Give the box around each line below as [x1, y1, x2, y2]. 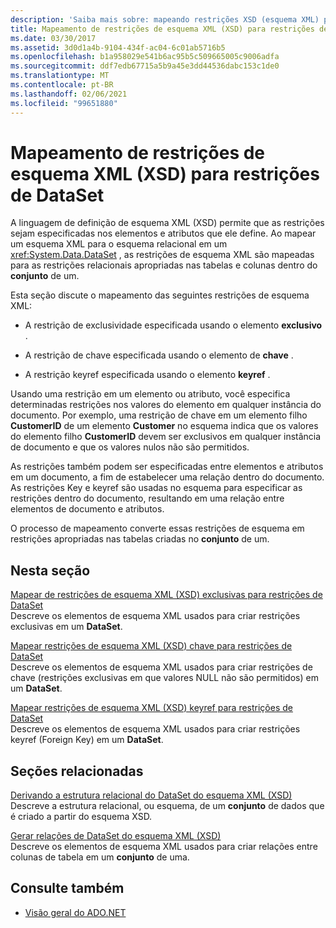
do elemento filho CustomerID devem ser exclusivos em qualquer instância [10, 431, 322, 443]
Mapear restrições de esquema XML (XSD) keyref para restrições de [10, 702, 293, 714]
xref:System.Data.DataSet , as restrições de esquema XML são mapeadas [10, 249, 315, 261]
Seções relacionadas [10, 762, 144, 780]
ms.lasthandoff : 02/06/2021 [10, 89, 128, 99]
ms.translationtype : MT [10, 71, 110, 81]
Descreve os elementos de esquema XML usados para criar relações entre [10, 841, 318, 853]
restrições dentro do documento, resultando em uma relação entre [10, 492, 285, 505]
